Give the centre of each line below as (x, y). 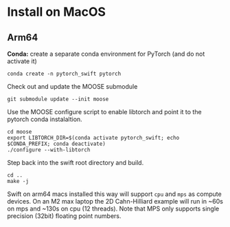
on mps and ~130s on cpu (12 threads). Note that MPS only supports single (113, 208)
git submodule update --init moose (58, 99)
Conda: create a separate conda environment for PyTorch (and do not (106, 54)
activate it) (22, 61)
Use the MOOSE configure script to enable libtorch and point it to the (104, 112)
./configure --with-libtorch (49, 150)
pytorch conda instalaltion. (45, 119)
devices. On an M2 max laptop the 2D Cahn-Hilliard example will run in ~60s (115, 201)
